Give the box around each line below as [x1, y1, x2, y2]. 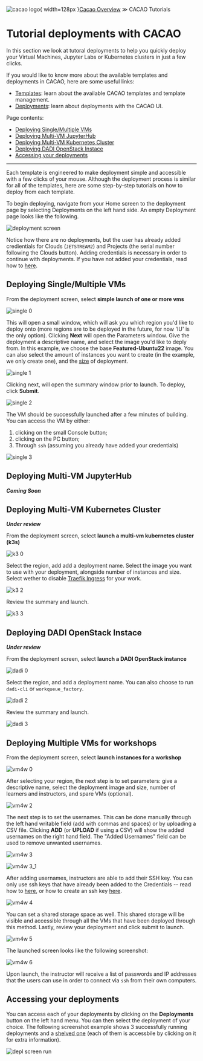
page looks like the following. [6, 212, 79, 220]
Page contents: [6, 114, 44, 121]
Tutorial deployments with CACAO [6, 27, 181, 41]
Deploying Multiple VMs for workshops [6, 738, 157, 748]
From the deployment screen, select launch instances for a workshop [6, 754, 182, 761]
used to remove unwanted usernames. [6, 839, 102, 846]
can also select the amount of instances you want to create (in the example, [6, 351, 195, 358]
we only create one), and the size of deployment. [6, 357, 129, 365]
